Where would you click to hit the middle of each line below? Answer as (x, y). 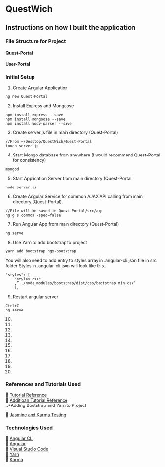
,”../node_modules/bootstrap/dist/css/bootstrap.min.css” (75, 283)
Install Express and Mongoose (43, 106)
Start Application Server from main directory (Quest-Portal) (73, 178)
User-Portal (18, 64)
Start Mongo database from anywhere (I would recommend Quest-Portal (86, 155)
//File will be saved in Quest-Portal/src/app (54, 211)
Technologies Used (29, 428)
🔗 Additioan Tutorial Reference (37, 400)
